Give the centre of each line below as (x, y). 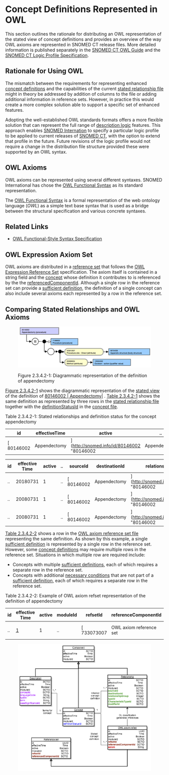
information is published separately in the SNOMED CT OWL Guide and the (83, 50)
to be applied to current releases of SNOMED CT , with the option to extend (82, 136)
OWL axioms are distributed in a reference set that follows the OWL (75, 267)
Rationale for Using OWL (45, 71)
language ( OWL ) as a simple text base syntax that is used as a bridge (77, 205)
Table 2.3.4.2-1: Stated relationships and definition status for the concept (81, 417)
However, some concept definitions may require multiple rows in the (76, 550)
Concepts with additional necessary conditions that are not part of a (83, 575)
